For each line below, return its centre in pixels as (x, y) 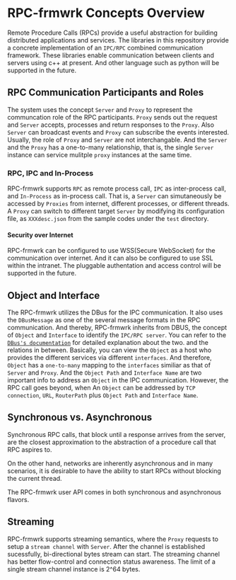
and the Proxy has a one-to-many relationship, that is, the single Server (111, 147)
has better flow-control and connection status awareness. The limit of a (111, 562)
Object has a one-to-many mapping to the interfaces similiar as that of (109, 365)
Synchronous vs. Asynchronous (80, 417)
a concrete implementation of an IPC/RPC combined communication (105, 47)
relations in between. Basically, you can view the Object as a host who (110, 350)
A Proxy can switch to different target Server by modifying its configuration (116, 211)
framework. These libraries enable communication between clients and (111, 55)
